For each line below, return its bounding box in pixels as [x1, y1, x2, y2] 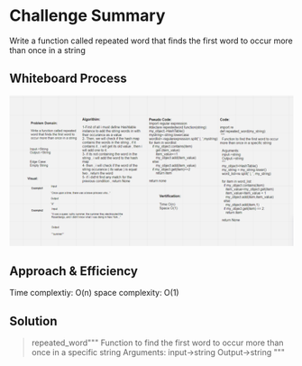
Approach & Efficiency [9, 263, 138, 279]
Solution [9, 313, 58, 329]
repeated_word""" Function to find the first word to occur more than [31, 337, 284, 348]
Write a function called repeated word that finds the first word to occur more [9, 35, 293, 46]
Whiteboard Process [9, 71, 128, 87]
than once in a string [9, 44, 86, 55]
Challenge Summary [9, 5, 166, 26]
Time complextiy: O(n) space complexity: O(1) [9, 288, 179, 298]
